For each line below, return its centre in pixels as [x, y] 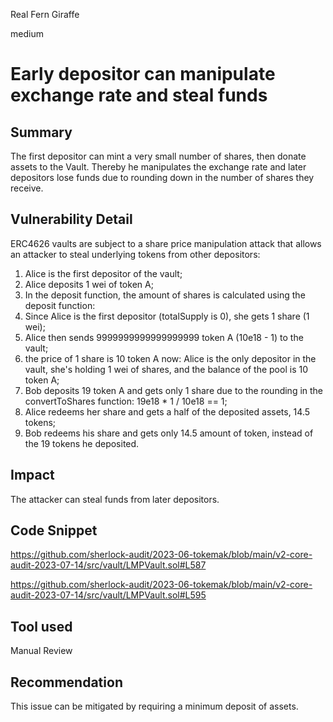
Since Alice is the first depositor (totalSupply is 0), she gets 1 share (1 [167, 316]
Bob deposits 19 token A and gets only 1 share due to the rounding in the [174, 390]
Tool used [41, 626]
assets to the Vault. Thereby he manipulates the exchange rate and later [158, 167]
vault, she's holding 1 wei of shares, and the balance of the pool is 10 [166, 369]
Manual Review [41, 651]
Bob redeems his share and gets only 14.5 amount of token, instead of [169, 433]
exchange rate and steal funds [139, 95]
